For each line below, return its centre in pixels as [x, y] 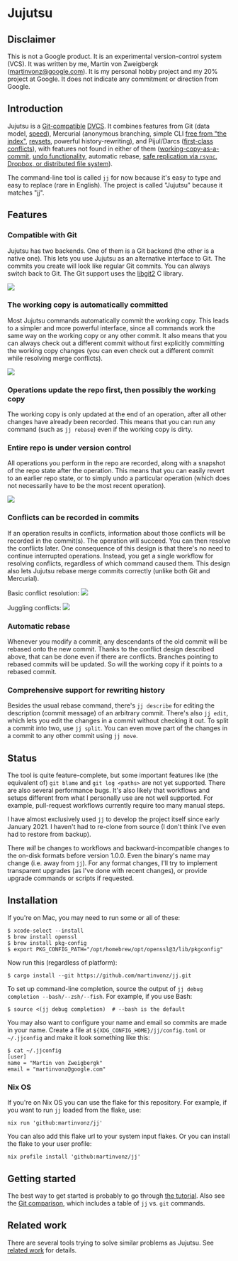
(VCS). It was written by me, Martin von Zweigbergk [83, 64]
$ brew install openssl [42, 937]
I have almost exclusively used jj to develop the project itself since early [113, 819]
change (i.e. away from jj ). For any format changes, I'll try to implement [113, 863]
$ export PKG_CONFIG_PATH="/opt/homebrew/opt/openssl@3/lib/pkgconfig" [115, 949]
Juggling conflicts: [34, 607]
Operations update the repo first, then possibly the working [112, 390]
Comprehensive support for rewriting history [86, 690]
